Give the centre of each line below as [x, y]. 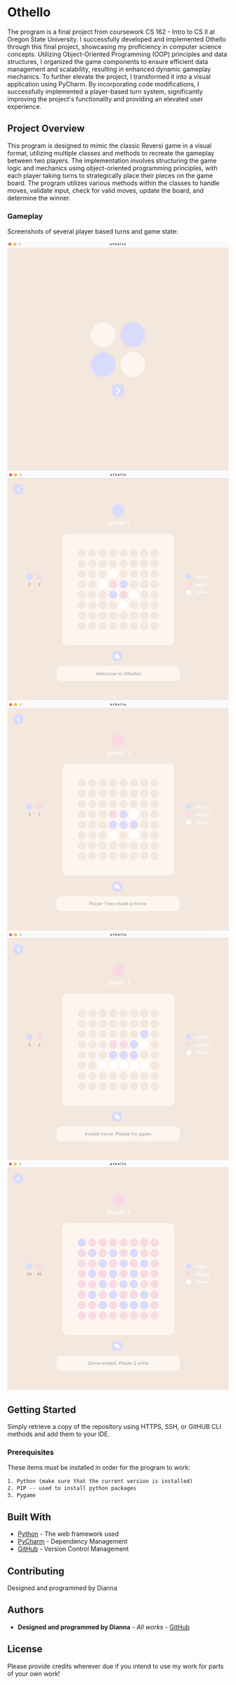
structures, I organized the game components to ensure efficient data [108, 61]
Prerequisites [31, 1452]
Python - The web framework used [68, 1534]
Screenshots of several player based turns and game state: [93, 231]
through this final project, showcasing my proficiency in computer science [114, 46]
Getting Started [42, 1410]
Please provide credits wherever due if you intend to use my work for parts [116, 1666]
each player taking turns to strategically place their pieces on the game [110, 175]
